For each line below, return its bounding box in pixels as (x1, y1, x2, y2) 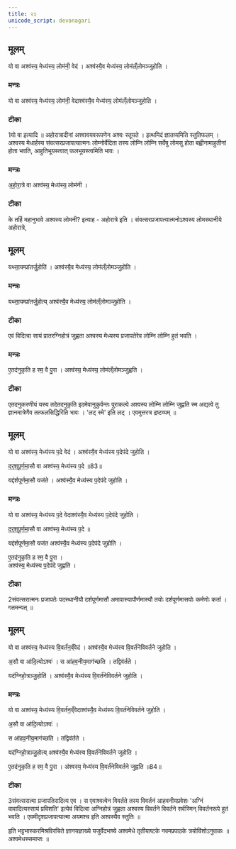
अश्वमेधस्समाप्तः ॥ (8, 835, 49, 843)
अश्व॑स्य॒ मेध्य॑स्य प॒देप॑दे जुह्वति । (8, 561, 77, 570)
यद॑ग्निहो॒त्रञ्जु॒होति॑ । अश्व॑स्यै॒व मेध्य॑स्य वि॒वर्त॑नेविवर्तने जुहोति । (8, 671, 143, 679)
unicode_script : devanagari (8, 17, 91, 24)
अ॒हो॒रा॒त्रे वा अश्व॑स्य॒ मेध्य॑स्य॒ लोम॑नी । (8, 181, 88, 189)
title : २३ (8, 10, 37, 18)
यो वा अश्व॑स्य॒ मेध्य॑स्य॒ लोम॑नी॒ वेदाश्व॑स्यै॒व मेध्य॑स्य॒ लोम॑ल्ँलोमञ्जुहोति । (8, 96, 157, 105)
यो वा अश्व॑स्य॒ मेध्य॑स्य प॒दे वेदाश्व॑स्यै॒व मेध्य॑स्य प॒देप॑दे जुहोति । (8, 510, 140, 518)
